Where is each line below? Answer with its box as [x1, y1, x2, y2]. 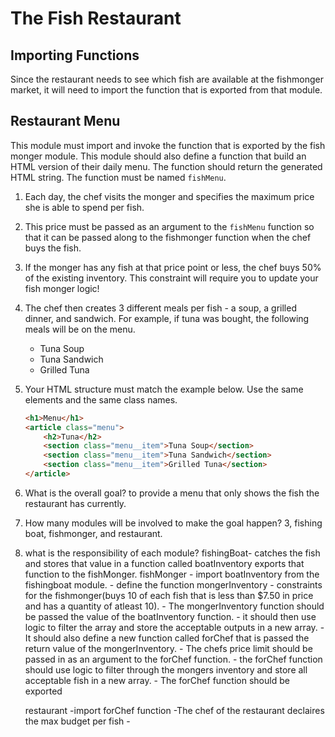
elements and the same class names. [24, 393, 178, 406]
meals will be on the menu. [24, 323, 136, 335]
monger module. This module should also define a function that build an [10, 150, 307, 162]
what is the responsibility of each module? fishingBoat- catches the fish [24, 547, 321, 559]
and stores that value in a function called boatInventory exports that [24, 557, 305, 569]
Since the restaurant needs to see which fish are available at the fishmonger [10, 73, 324, 85]
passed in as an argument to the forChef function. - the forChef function [24, 653, 323, 665]
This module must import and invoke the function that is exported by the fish [10, 139, 326, 151]
